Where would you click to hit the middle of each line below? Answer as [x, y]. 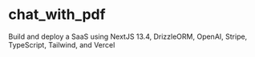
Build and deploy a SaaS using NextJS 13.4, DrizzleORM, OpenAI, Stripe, [128, 36]
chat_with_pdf [57, 15]
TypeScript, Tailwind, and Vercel [62, 44]
